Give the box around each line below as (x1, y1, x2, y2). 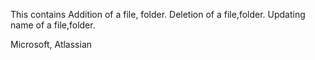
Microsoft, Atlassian (10, 39, 93, 50)
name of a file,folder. (10, 19, 96, 31)
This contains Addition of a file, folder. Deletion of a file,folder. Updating (10, 9, 306, 20)
